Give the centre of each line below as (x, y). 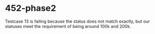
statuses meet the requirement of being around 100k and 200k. (68, 26)
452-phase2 (31, 8)
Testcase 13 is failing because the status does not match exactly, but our (77, 21)
